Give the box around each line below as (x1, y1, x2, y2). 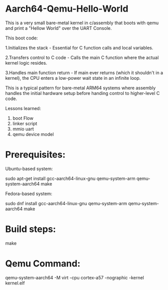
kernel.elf (5, 280, 25, 286)
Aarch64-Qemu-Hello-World (5, 3, 129, 15)
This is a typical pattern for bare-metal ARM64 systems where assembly (5, 84, 156, 91)
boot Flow (12, 115, 34, 121)
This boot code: (5, 35, 38, 41)
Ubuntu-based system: (5, 165, 53, 172)
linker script (12, 120, 37, 126)
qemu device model (12, 131, 54, 137)
